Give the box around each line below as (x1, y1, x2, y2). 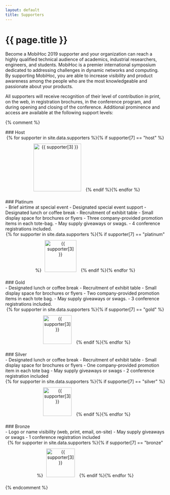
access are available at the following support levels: (5, 110, 113, 116)
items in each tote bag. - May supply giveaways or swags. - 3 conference (5, 296, 160, 302)
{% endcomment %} (5, 485, 48, 491)
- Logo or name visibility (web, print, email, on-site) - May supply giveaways (5, 429, 165, 435)
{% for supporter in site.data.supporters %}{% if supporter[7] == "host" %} (6, 135, 164, 141)
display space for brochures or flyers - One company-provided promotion (5, 362, 159, 369)
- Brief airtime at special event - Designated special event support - (5, 204, 147, 211)
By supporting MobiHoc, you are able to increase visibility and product (5, 72, 153, 79)
